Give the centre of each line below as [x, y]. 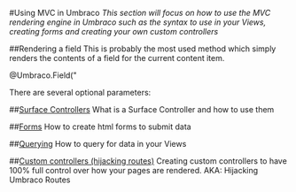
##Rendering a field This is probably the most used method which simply [143, 49]
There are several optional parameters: [80, 92]
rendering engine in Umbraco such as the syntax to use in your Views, [138, 22]
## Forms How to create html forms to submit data [101, 127]
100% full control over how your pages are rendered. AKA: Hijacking [134, 170]
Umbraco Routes [40, 180]
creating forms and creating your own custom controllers [114, 31]
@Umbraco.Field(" [43, 75]
